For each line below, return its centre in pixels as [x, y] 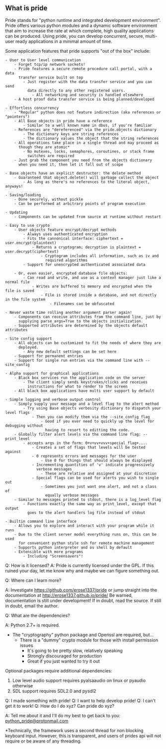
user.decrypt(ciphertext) [32, 251]
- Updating [16, 212]
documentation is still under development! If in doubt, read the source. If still [83, 600]
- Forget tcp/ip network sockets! [50, 64]
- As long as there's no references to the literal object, [86, 182]
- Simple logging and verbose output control [53, 399]
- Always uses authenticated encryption [65, 234]
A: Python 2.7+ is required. [33, 625]
